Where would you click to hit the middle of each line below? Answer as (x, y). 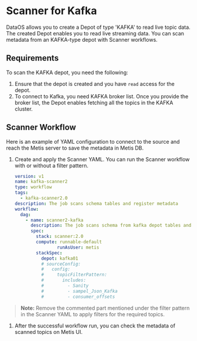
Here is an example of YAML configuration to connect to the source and (93, 141)
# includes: (64, 280)
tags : (21, 193)
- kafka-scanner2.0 (44, 198)
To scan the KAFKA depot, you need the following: (67, 72)
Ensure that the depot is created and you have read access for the (94, 84)
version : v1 (29, 176)
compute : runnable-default (69, 242)
